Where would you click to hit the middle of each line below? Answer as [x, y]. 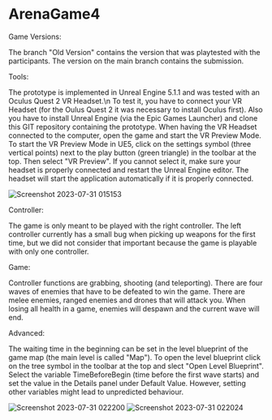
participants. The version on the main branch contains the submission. [126, 61]
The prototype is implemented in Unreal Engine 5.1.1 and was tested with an [134, 92]
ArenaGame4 [54, 14]
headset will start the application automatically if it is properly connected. [131, 178]
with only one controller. [49, 251]
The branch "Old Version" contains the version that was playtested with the [134, 52]
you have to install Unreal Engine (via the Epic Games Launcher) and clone [133, 118]
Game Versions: [35, 36]
